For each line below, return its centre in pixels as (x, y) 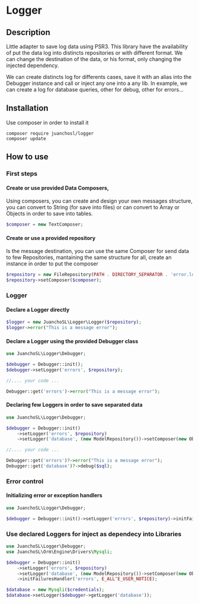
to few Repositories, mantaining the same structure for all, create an (89, 257)
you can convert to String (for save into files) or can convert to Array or (93, 207)
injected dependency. (33, 65)
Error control (25, 481)
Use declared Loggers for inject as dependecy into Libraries (94, 534)
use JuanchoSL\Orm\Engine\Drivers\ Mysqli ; (59, 552)
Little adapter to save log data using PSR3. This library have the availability (97, 46)
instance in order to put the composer (52, 264)
